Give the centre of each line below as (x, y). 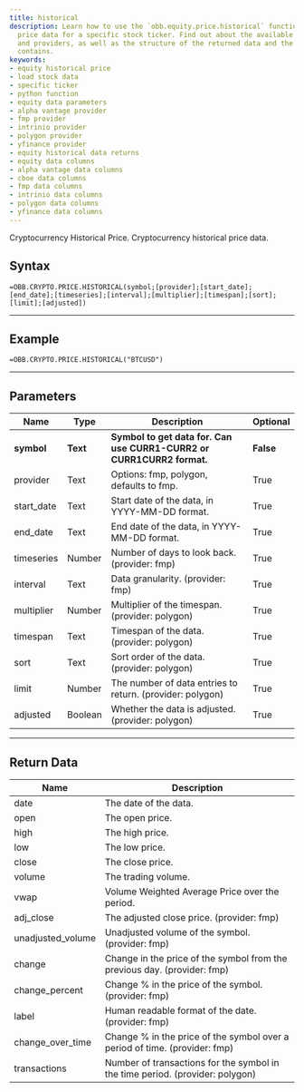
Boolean (85, 715)
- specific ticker (44, 85)
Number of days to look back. (174, 552)
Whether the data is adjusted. (173, 709)
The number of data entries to (174, 683)
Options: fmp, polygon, (159, 474)
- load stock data (44, 77)
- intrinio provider (48, 128)
